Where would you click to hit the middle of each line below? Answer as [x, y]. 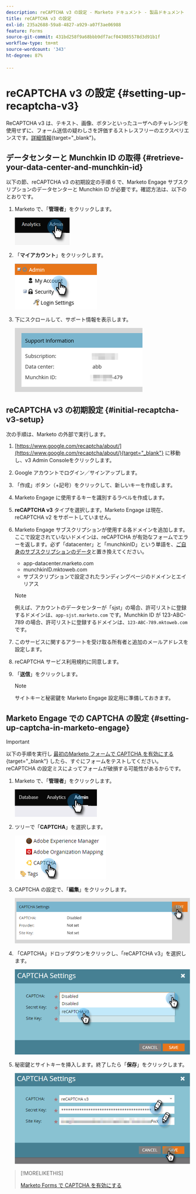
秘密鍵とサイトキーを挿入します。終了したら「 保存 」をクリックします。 [101, 1064]
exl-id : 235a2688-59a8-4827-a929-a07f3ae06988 [64, 25]
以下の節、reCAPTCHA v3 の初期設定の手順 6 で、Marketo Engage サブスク [97, 182]
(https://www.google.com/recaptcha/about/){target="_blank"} [89, 453]
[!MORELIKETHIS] [42, 1173]
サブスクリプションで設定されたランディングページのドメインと [100, 577]
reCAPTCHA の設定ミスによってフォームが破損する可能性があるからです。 [95, 768]
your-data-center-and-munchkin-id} [75, 167]
